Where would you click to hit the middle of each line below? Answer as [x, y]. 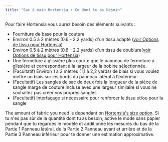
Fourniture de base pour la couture [48, 34]
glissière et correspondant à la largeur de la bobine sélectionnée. [79, 66]
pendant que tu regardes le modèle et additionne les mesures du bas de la [82, 123]
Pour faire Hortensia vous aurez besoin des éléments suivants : [70, 24]
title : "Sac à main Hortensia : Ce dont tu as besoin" [64, 10]
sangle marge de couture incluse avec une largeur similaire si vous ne [85, 87]
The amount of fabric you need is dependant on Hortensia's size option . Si [82, 113]
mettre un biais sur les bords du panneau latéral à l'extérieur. [75, 76]
